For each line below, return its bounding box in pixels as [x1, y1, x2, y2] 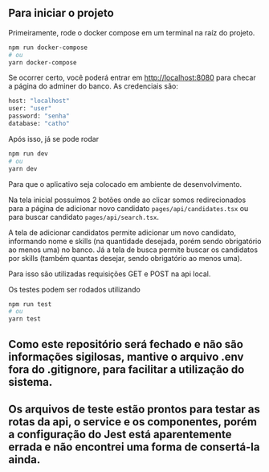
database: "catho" [8, 120, 70, 128]
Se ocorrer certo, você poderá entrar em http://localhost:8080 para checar [8, 72, 257, 83]
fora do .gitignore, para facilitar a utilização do [8, 362, 245, 376]
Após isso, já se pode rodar [8, 134, 99, 143]
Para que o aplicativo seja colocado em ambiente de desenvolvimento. [8, 179, 243, 188]
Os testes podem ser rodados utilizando [8, 284, 141, 294]
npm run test [8, 300, 52, 308]
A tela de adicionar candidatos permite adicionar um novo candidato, [8, 227, 237, 237]
